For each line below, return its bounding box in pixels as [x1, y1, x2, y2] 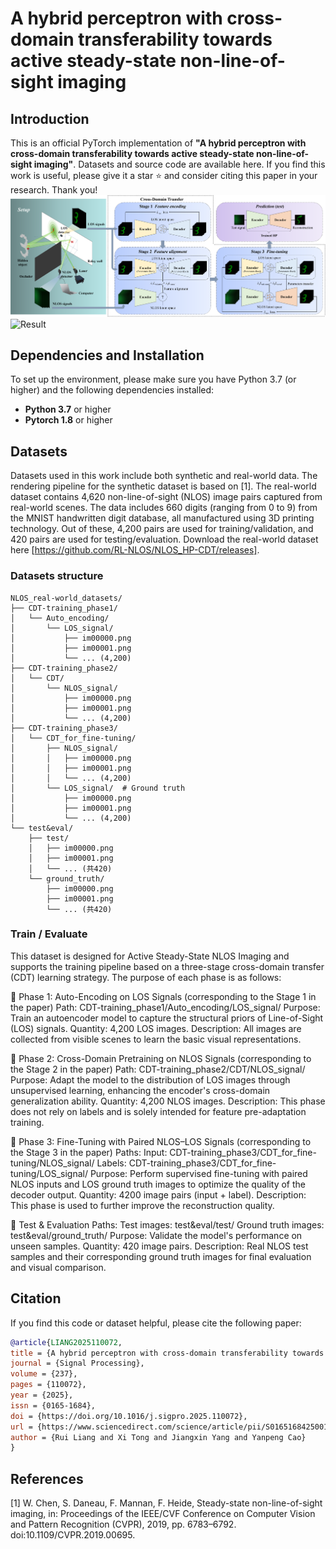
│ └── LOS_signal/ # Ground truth [10, 783, 186, 793]
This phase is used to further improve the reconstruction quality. [10, 1199, 275, 1211]
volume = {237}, [10, 1369, 78, 1379]
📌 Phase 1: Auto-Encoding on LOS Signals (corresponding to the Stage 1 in [10, 990, 317, 1002]
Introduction [10, 110, 90, 127]
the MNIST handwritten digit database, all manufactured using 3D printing [10, 512, 315, 524]
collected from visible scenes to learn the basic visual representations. [10, 1033, 302, 1045]
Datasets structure [10, 569, 104, 583]
